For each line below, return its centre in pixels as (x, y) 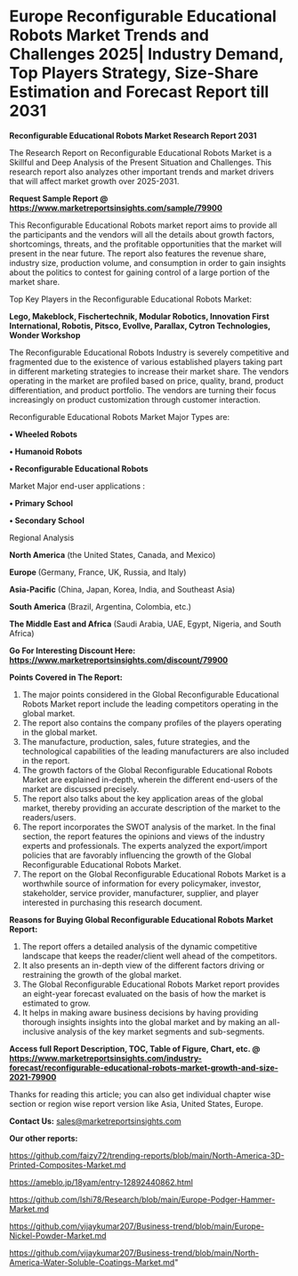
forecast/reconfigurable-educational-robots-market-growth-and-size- (144, 1067)
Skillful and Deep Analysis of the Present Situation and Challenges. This (141, 162)
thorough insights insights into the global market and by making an (144, 1022)
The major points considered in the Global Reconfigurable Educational (150, 694)
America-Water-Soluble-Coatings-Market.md (92, 1262)
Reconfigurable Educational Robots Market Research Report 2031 (133, 135)
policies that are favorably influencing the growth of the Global (137, 855)
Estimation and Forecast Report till (139, 92)
